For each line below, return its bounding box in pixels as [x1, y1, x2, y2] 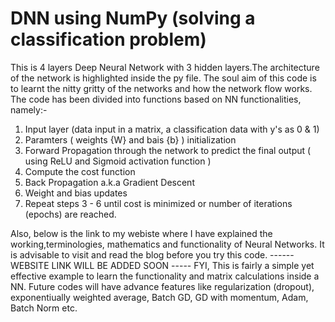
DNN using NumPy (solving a [10, 7, 256, 30]
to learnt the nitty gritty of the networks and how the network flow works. [10, 82, 313, 94]
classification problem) [10, 28, 207, 51]
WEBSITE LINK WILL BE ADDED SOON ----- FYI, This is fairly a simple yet [10, 259, 315, 271]
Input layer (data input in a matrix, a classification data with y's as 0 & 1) [24, 123, 320, 135]
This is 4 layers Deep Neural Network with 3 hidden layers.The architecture [10, 61, 320, 73]
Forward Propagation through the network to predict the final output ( [24, 144, 312, 156]
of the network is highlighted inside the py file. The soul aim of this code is [10, 72, 317, 84]
